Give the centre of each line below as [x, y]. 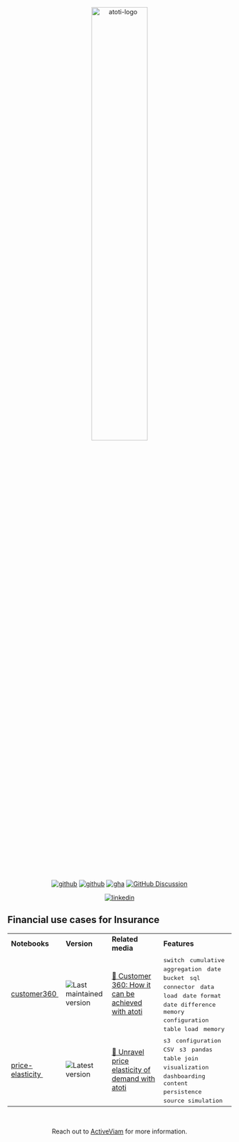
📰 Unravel [128, 1052]
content [176, 1083]
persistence [182, 1092]
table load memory [194, 1029]
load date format [192, 996]
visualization [186, 1067]
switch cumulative [194, 960]
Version [79, 944]
